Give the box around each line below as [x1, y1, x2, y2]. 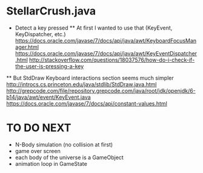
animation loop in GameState [15, 160, 88, 167]
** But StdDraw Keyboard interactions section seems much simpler [6, 74, 174, 81]
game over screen [15, 147, 61, 154]
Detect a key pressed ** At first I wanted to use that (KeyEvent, [15, 24, 173, 31]
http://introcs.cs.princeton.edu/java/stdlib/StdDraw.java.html [6, 80, 157, 88]
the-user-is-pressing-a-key [15, 62, 84, 70]
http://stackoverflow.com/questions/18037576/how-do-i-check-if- [29, 56, 195, 63]
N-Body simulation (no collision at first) [15, 140, 113, 148]
